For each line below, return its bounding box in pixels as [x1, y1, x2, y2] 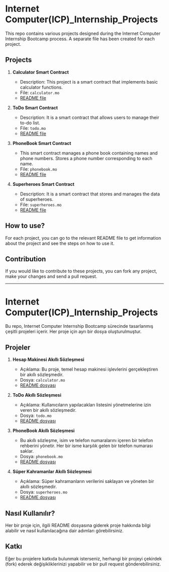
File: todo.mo [20, 125, 46, 131]
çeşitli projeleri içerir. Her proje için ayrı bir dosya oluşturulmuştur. [5, 328, 142, 335]
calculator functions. [20, 84, 63, 90]
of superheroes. [20, 196, 54, 202]
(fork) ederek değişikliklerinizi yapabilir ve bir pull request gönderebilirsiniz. [5, 561, 161, 567]
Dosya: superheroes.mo [20, 489, 68, 495]
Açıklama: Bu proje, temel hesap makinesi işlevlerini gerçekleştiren [20, 366, 158, 373]
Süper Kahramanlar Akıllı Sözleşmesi [12, 469, 92, 475]
